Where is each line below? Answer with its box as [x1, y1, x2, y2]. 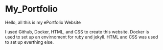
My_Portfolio [5, 3, 58, 15]
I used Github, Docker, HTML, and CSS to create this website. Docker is [5, 29, 149, 34]
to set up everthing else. [5, 39, 54, 45]
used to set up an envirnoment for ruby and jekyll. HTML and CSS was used [5, 34, 158, 40]
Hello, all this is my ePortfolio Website [5, 19, 81, 25]
